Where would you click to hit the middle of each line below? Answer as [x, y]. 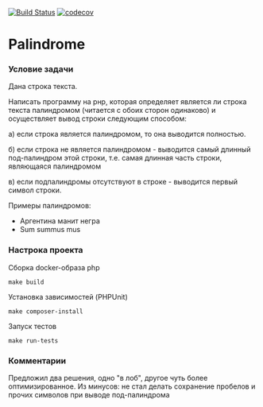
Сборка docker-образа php [54, 267]
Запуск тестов [33, 326]
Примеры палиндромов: [50, 206]
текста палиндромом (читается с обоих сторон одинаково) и [112, 110]
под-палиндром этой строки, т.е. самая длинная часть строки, [115, 158]
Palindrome [47, 45]
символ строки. [35, 190]
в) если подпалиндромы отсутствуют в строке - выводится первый [123, 182]
